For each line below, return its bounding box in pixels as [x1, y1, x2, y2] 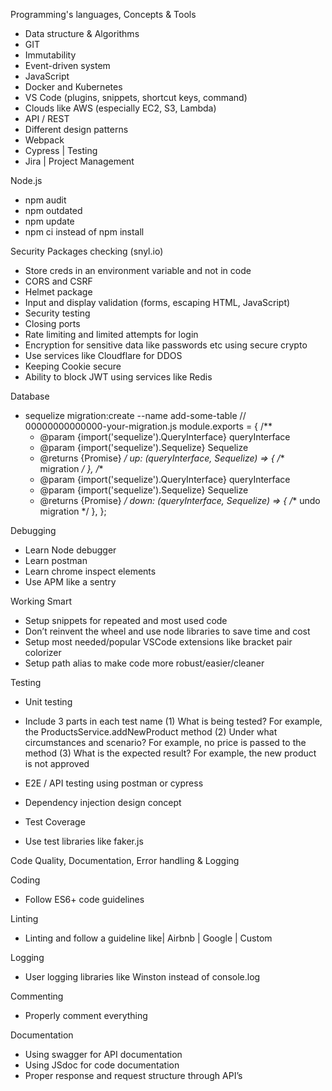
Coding [10, 874, 41, 886]
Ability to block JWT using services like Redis [24, 371, 213, 383]
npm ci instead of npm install [24, 226, 145, 238]
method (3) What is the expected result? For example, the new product [24, 747, 317, 759]
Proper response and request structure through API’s [24, 1070, 243, 1081]
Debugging [10, 525, 57, 536]
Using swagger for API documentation [24, 1049, 183, 1060]
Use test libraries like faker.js [24, 835, 144, 847]
